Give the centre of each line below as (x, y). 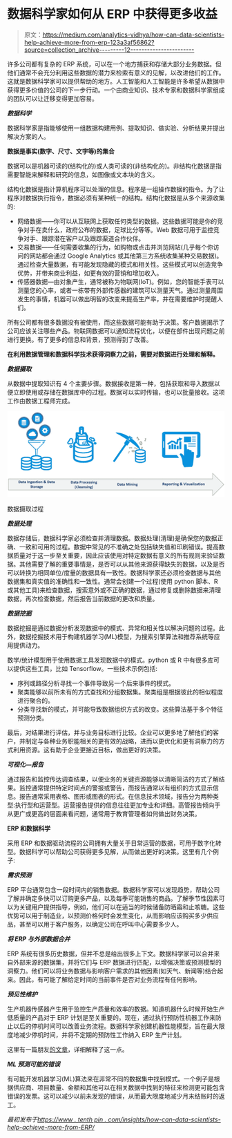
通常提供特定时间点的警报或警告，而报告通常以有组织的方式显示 (122, 788)
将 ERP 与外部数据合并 (39, 939)
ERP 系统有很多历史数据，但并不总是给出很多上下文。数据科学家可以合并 (110, 954)
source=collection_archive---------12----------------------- (109, 50)
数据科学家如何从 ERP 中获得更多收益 (112, 14)
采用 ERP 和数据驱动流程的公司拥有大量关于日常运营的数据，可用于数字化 (112, 843)
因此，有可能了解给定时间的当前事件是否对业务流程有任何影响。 (110, 980)
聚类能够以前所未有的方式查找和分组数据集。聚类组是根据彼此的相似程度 (120, 692)
